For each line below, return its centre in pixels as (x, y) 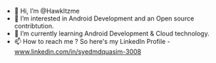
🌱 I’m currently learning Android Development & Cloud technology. (112, 33)
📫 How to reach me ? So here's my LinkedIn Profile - (92, 41)
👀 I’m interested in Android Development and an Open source (104, 18)
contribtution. (34, 26)
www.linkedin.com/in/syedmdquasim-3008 (77, 52)
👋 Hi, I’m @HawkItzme (47, 11)
